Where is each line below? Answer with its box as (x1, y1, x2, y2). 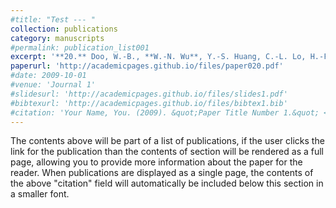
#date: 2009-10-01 (10, 71, 87, 81)
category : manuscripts (10, 33, 105, 43)
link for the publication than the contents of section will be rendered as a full (10, 146, 324, 158)
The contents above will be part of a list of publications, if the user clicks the (10, 135, 325, 147)
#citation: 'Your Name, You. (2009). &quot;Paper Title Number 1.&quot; (10, 107, 320, 118)
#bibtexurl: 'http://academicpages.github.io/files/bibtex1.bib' (10, 98, 288, 108)
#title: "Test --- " (10, 14, 97, 25)
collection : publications (10, 24, 118, 34)
